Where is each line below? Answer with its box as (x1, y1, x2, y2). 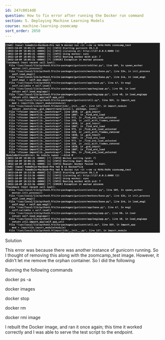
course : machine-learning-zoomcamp (5, 24, 78, 28)
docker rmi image (5, 315, 41, 320)
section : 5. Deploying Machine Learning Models (5, 18, 105, 23)
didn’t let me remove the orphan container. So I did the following (5, 258, 135, 264)
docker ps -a (5, 277, 31, 283)
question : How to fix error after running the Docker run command (5, 13, 144, 18)
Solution (5, 238, 22, 243)
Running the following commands (5, 267, 73, 273)
